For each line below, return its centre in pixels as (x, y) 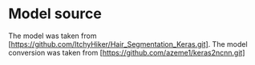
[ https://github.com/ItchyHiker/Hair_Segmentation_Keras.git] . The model (128, 44)
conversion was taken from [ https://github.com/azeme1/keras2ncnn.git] (127, 52)
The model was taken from (53, 36)
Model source (55, 14)
